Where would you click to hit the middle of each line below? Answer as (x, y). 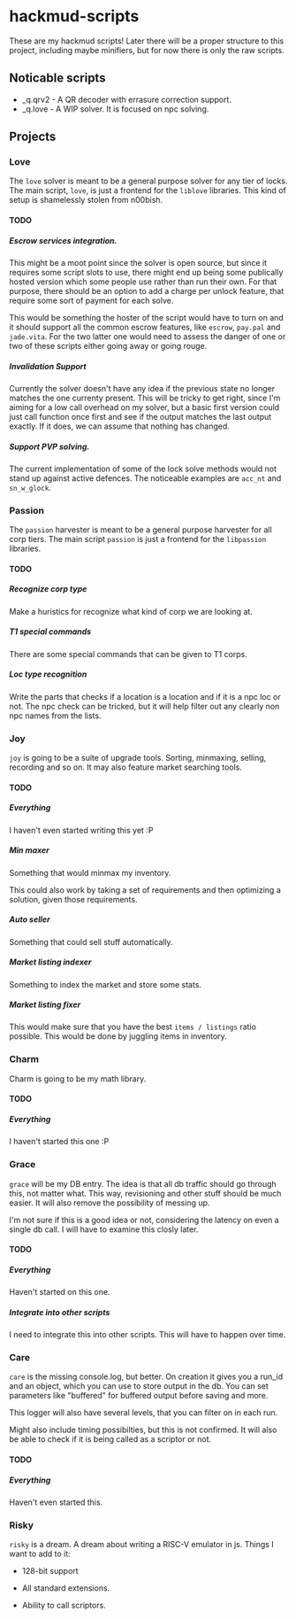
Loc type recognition (48, 674)
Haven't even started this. (56, 1502)
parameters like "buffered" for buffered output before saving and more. (139, 1396)
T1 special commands (50, 631)
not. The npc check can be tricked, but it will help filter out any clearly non (144, 706)
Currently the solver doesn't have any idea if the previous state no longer (142, 388)
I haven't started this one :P (59, 1142)
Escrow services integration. (63, 240)
